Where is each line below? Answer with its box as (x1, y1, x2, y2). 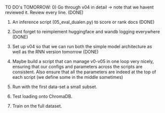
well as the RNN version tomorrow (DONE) (12, 49, 99, 55)
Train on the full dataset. (12, 103, 62, 109)
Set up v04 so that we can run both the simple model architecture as (12, 44, 152, 49)
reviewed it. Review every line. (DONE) (5, 9, 84, 15)
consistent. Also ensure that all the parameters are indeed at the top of (12, 69, 157, 75)
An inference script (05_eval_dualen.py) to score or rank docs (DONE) (12, 19, 155, 25)
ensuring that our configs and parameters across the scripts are (12, 64, 143, 69)
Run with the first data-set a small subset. (12, 84, 97, 90)
